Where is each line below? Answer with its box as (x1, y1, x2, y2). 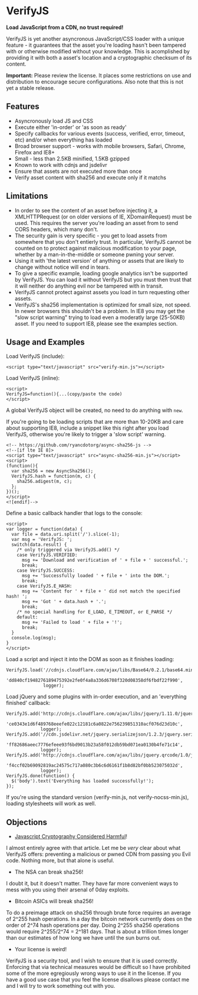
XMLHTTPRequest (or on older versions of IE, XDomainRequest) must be (14, 213, 192, 220)
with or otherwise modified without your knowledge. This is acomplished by (6, 47, 190, 54)
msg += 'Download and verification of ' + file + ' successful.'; (21, 558, 189, 563)
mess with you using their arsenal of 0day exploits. (6, 886, 130, 893)
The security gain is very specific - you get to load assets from (14, 232, 167, 239)
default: (16, 614, 38, 620)
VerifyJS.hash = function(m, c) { (11, 474, 96, 479)
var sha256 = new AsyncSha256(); (11, 468, 94, 474)
